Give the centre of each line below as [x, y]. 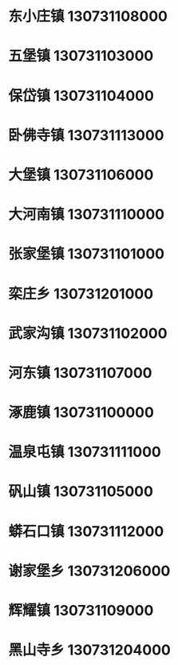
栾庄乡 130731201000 [81, 294]
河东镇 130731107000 [80, 373]
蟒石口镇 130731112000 [86, 531]
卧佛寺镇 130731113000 [86, 135]
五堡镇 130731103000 [81, 56]
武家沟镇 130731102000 [88, 333]
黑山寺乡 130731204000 [90, 650]
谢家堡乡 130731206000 [89, 571]
